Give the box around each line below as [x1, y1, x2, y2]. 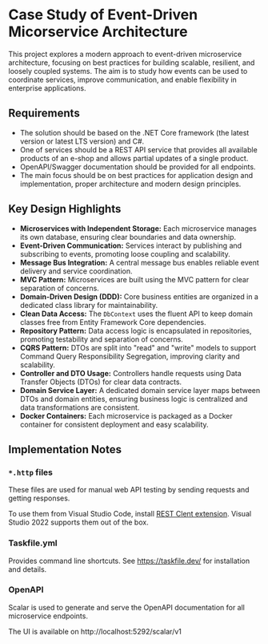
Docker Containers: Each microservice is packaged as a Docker [19, 411, 234, 420]
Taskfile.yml [8, 537, 58, 549]
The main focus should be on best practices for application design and [19, 170, 254, 180]
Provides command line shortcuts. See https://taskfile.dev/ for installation [8, 556, 250, 565]
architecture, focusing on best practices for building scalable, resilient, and [8, 58, 255, 67]
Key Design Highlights [8, 202, 122, 216]
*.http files [8, 467, 54, 478]
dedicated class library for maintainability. [19, 300, 158, 310]
